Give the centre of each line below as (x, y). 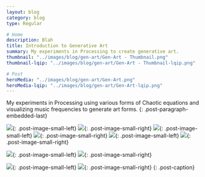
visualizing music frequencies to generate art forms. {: (75, 109)
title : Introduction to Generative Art (57, 46)
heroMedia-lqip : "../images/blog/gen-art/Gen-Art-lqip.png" (85, 85)
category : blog (26, 18)
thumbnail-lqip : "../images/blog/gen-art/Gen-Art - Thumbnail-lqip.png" (101, 63)
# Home (15, 34)
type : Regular (24, 23)
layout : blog (23, 12)
